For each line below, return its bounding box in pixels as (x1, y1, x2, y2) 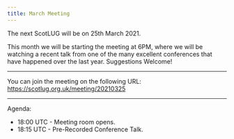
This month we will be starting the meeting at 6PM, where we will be (7, 42, 203, 50)
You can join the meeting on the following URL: (7, 77, 141, 85)
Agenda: (7, 104, 32, 113)
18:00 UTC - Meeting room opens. (17, 118, 116, 126)
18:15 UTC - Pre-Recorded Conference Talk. (17, 125, 144, 133)
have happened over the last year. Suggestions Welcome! (7, 57, 173, 66)
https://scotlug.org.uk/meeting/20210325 (7, 84, 126, 93)
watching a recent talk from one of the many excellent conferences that (7, 50, 212, 58)
